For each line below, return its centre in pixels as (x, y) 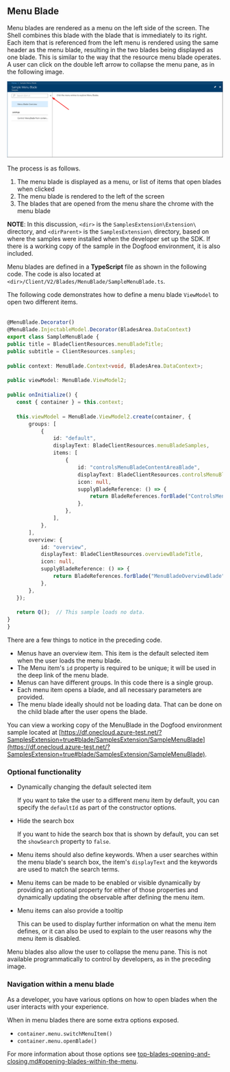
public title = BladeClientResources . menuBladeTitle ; (86, 344)
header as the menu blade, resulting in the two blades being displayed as (110, 49)
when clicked (36, 189)
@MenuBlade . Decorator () (41, 322)
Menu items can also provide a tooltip (70, 911)
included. (20, 253)
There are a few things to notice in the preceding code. (85, 640)
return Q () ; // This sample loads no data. (81, 612)
